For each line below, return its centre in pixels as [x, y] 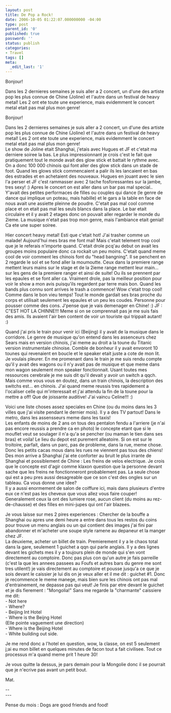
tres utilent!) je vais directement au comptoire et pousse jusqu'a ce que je [82, 569]
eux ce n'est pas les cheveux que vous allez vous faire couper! [71, 494]
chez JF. [14, 536]
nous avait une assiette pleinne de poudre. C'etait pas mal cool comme [80, 204]
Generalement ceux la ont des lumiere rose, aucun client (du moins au [79, 499]
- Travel [15, 53]
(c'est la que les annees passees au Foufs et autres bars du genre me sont [83, 563]
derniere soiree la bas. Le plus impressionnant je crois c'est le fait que [79, 155]
